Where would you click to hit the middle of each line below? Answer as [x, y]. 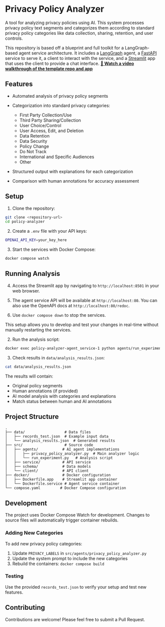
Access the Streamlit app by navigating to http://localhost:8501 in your [86, 285]
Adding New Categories [34, 533]
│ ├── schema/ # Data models [48, 467]
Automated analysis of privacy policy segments [60, 96]
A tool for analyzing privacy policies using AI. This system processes [75, 23]
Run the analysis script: [36, 339]
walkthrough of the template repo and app [49, 68]
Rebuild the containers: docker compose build [58, 564]
